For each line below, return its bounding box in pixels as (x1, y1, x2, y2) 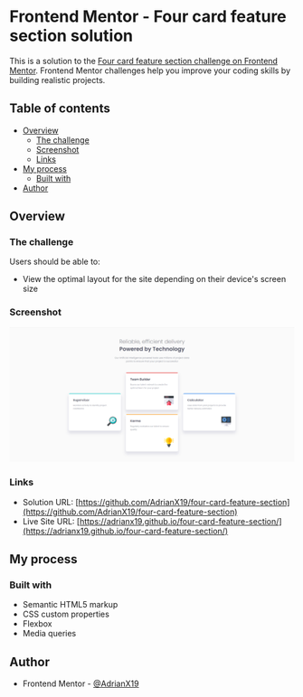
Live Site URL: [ (22, 515, 80, 526)
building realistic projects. (9, 74, 106, 85)
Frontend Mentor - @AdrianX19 (22, 678, 139, 689)
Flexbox (22, 618, 52, 629)
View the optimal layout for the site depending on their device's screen (22, 274, 287, 285)
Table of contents (9, 101, 110, 117)
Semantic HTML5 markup (22, 599, 118, 610)
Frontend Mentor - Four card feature (9, 6, 287, 27)
